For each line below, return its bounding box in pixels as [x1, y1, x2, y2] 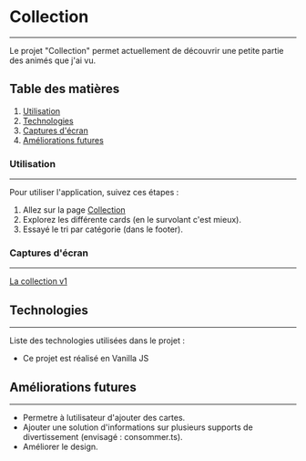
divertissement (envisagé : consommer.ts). [22, 431, 184, 442]
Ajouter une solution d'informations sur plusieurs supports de [22, 422, 253, 433]
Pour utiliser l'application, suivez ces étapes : [9, 187, 179, 198]
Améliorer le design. [22, 441, 98, 452]
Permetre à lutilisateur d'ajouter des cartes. [22, 412, 186, 423]
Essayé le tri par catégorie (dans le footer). [22, 224, 184, 235]
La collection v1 [9, 276, 68, 287]
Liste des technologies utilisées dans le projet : [9, 335, 185, 346]
